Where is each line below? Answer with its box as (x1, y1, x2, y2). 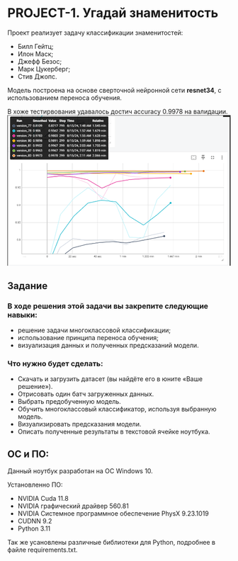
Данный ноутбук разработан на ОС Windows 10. (7, 467, 154, 475)
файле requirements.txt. (7, 545, 78, 554)
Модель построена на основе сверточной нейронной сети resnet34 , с (7, 86, 222, 94)
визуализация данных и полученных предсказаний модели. (17, 341, 200, 350)
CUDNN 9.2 (17, 517, 52, 526)
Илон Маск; (17, 50, 54, 58)
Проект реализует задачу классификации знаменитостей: (7, 28, 183, 37)
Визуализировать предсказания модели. (17, 420, 142, 429)
